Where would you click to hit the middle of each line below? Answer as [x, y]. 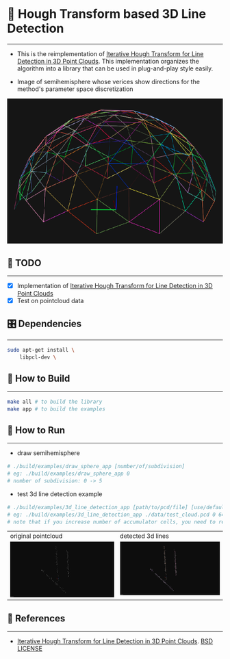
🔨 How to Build [39, 379]
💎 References [36, 618]
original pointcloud [36, 536]
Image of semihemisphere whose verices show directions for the [108, 81]
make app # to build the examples [56, 409]
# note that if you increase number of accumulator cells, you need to [111, 522]
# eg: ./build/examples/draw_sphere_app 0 [68, 474]
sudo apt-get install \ [41, 350]
